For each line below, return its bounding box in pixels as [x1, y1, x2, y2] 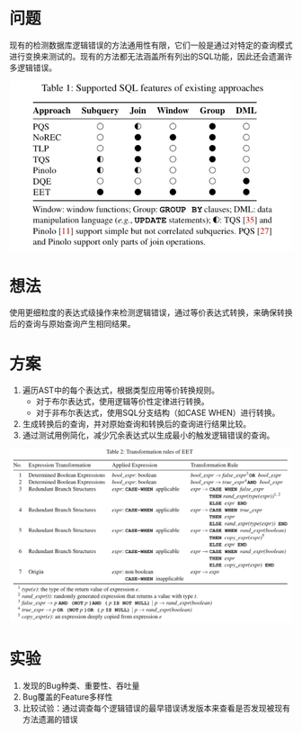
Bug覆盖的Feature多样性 [22, 691, 113, 702]
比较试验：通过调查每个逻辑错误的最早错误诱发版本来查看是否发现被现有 [22, 702, 290, 713]
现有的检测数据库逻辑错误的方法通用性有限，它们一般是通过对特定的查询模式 [9, 40, 293, 50]
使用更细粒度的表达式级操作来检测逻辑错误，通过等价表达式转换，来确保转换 [9, 307, 293, 318]
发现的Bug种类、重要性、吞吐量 [22, 680, 140, 691]
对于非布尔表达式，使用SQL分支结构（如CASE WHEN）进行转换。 [35, 407, 280, 419]
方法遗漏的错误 [22, 713, 78, 725]
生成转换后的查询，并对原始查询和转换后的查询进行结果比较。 [22, 419, 252, 430]
